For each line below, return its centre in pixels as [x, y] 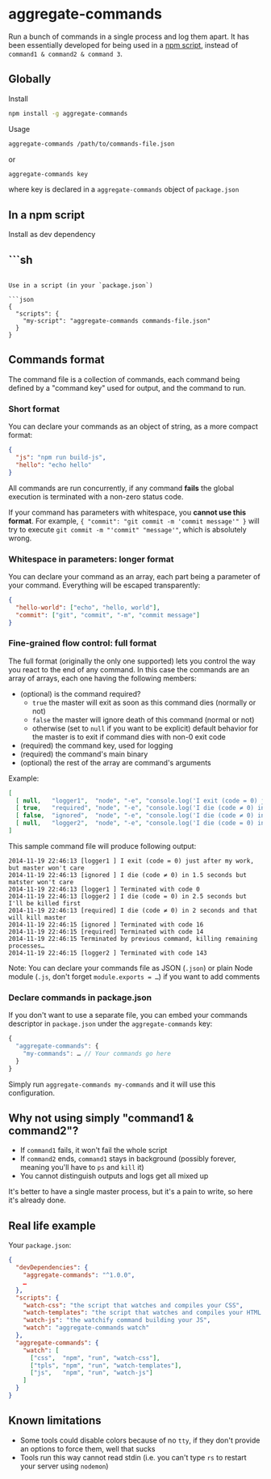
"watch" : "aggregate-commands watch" [86, 1328]
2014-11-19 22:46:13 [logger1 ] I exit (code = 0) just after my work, [131, 861]
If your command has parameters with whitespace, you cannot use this [127, 512]
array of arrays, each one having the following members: [103, 678]
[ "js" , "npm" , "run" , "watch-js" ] [91, 1373]
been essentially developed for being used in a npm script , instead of [123, 44]
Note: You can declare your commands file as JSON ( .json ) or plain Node [131, 968]
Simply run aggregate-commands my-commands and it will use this [112, 1084]
